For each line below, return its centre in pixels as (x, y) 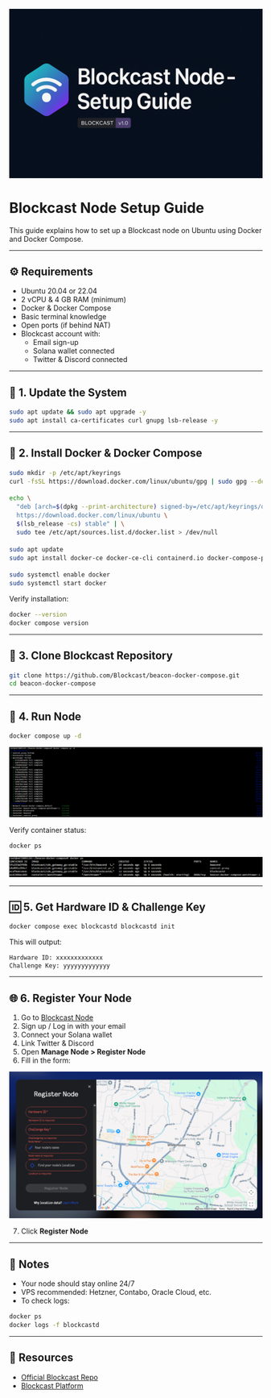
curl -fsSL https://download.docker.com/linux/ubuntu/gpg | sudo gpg (128, 481)
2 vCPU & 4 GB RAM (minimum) (74, 300)
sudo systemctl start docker (58, 584)
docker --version (38, 615)
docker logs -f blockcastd (54, 1325)
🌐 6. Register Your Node (70, 998)
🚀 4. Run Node (45, 716)
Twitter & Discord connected (80, 360)
